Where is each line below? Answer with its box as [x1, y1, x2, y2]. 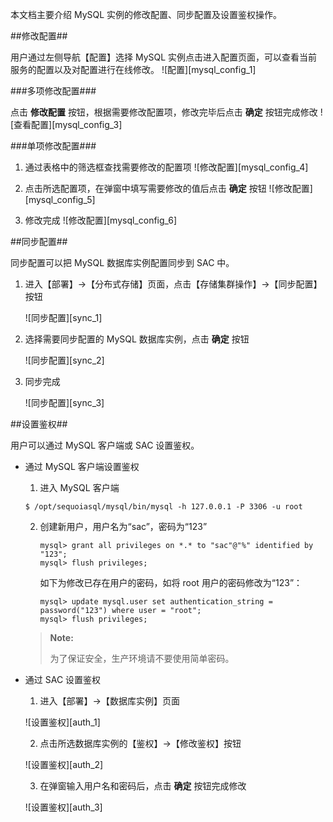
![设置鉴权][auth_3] [24, 801, 103, 813]
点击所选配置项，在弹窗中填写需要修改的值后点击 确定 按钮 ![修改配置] [24, 183, 313, 194]
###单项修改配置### [10, 140, 97, 152]
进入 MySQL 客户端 [39, 482, 120, 493]
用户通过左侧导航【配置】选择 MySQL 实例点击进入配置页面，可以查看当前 [10, 51, 318, 63]
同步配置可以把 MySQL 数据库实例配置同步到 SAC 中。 [10, 257, 235, 268]
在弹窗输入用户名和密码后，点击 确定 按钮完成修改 [39, 780, 247, 792]
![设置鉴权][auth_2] [24, 759, 104, 770]
